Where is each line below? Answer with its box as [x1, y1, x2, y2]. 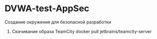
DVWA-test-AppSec [4, 3, 90, 14]
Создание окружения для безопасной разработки [4, 19, 111, 25]
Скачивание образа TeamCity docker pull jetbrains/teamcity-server [11, 28, 152, 34]
